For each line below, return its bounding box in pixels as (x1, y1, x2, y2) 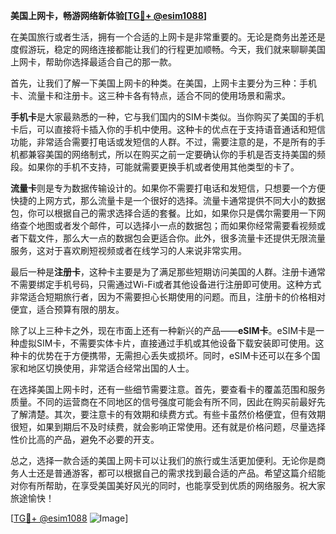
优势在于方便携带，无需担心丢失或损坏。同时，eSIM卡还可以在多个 (36, 350, 312, 361)
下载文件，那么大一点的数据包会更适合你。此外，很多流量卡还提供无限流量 (18, 232, 326, 244)
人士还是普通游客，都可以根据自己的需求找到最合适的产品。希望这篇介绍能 (18, 467, 326, 479)
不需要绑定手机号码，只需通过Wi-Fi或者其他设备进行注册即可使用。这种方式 (10, 279, 322, 290)
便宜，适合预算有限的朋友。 (10, 304, 125, 315)
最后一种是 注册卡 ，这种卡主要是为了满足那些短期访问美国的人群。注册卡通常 (10, 266, 326, 278)
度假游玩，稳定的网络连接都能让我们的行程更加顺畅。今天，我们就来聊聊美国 (10, 44, 326, 55)
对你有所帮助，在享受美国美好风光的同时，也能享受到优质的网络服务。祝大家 (10, 480, 326, 491)
